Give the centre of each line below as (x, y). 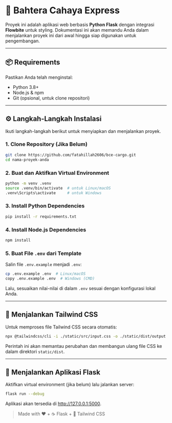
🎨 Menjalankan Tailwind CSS (52, 314)
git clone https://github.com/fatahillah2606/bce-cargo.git (71, 155)
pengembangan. (23, 41)
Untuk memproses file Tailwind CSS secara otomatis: (61, 327)
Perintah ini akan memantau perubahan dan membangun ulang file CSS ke (84, 346)
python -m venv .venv (28, 183)
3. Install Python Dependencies (45, 206)
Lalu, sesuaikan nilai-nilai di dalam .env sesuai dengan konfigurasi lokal (81, 288)
